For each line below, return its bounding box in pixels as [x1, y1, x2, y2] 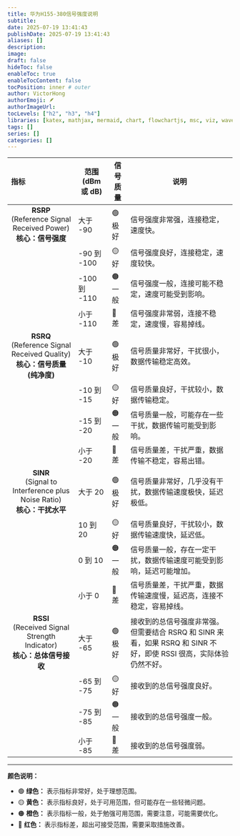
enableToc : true [7, 70, 56, 77]
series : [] [7, 130, 40, 137]
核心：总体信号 [12, 651, 63, 661]
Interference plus [12, 486, 70, 496]
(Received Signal [13, 622, 70, 632]
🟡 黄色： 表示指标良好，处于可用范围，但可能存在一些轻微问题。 [17, 798, 209, 807]
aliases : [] [7, 37, 43, 44]
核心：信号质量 [16, 359, 66, 369]
